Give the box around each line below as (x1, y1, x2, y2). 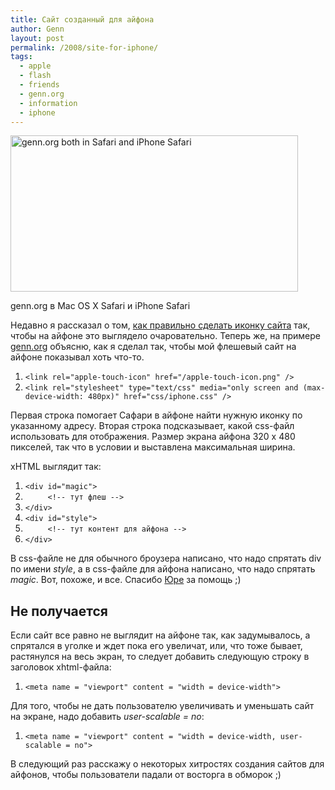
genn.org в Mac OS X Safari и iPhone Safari (10, 300, 191, 312)
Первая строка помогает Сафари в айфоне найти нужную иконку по (10, 409, 303, 421)
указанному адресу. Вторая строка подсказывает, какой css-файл (10, 420, 295, 432)
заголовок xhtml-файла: (10, 661, 112, 673)
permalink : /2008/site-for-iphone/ (10, 42, 159, 53)
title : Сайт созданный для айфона (10, 14, 155, 25)
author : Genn (10, 24, 65, 34)
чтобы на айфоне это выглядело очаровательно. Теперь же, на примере (10, 330, 321, 342)
